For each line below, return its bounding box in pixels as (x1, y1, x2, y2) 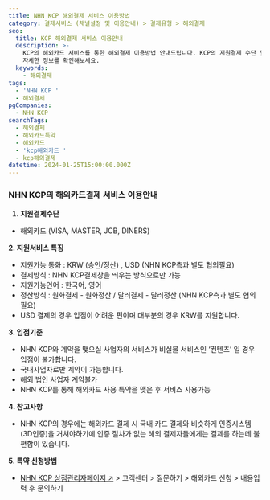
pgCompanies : (8, 101, 52, 109)
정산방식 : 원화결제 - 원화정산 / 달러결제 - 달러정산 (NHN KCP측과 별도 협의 (19, 290, 256, 300)
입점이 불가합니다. (19, 355, 76, 364)
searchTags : (8, 117, 48, 125)
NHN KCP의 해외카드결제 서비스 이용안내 (8, 190, 158, 201)
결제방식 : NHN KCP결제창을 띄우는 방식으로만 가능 (19, 270, 181, 280)
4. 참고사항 (8, 402, 43, 412)
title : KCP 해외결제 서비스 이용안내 (15, 34, 123, 43)
